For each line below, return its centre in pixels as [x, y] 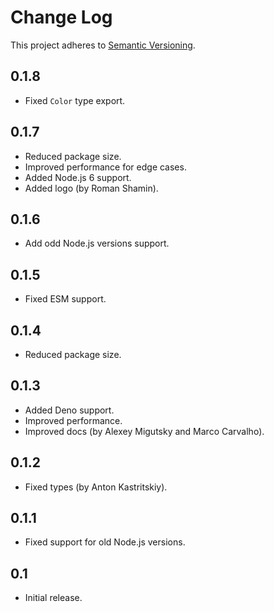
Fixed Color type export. [75, 100]
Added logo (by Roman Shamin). [91, 188]
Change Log [61, 17]
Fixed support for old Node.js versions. [105, 542]
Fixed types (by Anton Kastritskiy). [96, 487]
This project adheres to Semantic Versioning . [103, 45]
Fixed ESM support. [65, 299]
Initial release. [53, 598]
